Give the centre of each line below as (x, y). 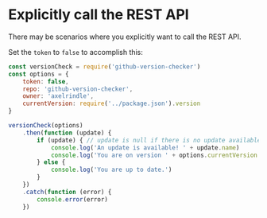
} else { (51, 162)
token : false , (46, 81)
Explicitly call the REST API (99, 15)
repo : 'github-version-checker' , (78, 89)
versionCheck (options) (46, 126)
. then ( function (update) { (67, 133)
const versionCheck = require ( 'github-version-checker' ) (104, 66)
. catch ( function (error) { (67, 192)
